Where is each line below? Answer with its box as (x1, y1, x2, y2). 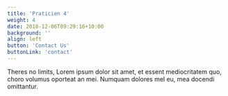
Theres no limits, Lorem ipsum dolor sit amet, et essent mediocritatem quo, (7, 67, 222, 76)
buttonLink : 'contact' (7, 49, 73, 56)
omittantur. (7, 82, 38, 90)
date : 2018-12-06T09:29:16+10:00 (7, 23, 104, 30)
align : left (7, 36, 42, 43)
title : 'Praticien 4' (7, 10, 70, 17)
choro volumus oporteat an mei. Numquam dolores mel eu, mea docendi (7, 75, 215, 83)
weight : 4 (7, 17, 36, 23)
